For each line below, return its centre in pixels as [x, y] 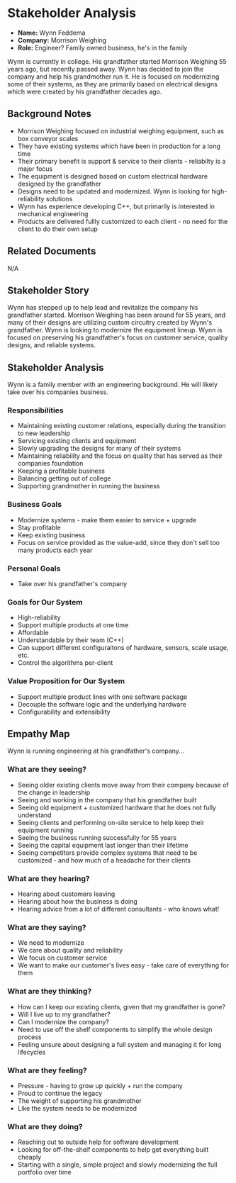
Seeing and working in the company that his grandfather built [107, 800]
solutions [59, 198]
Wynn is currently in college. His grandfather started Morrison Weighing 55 [117, 61]
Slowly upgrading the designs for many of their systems [99, 449]
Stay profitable [39, 527]
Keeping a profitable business [61, 471]
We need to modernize [51, 943]
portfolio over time [45, 1172]
